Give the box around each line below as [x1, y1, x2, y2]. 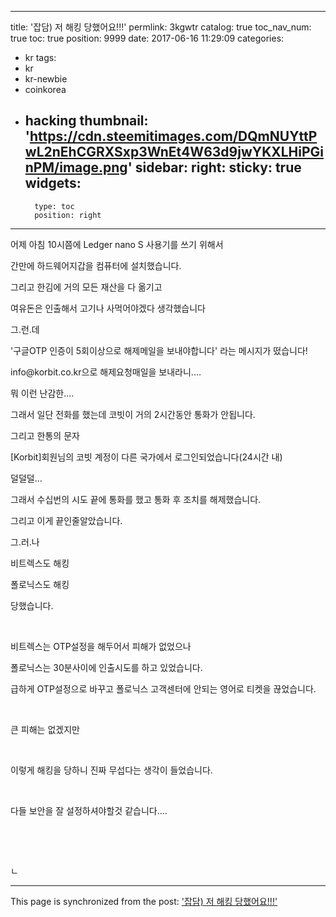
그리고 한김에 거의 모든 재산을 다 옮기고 [10, 281, 163, 293]
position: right [34, 210, 102, 220]
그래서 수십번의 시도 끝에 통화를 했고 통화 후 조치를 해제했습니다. [10, 493, 262, 505]
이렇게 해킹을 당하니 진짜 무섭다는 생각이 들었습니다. [10, 764, 213, 776]
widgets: [24, 175, 82, 192]
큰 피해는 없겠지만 [10, 723, 80, 735]
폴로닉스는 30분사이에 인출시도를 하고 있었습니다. [10, 661, 203, 673]
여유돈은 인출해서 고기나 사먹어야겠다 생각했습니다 [10, 302, 206, 314]
